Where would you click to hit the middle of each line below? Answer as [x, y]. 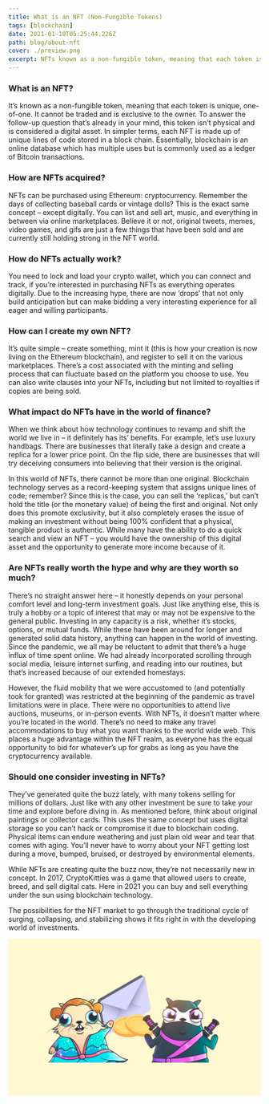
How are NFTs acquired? [57, 178]
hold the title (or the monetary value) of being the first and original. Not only [133, 505]
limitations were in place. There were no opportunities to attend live [119, 704]
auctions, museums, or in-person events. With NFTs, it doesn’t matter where [134, 713]
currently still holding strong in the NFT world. [84, 237]
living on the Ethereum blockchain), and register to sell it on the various [126, 357]
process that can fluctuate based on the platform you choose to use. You [128, 374]
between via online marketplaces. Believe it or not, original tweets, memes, [132, 221]
